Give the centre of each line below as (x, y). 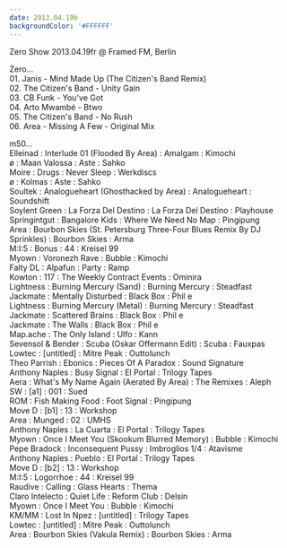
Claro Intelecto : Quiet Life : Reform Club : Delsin (99, 496)
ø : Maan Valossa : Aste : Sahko (67, 162)
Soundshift (29, 200)
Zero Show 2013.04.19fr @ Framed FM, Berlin (93, 51)
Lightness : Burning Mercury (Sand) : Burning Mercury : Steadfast (131, 286)
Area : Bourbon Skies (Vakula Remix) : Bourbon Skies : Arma (121, 534)
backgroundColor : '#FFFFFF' (62, 26)
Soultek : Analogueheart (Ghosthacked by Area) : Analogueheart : (130, 191)
